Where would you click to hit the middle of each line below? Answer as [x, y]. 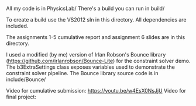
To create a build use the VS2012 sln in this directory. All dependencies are [96, 20]
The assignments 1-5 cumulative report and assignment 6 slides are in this [96, 37]
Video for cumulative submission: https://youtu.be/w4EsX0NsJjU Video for [96, 91]
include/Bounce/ [26, 79]
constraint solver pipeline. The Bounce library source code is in [82, 73]
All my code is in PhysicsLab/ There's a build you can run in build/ [85, 8]
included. [17, 26]
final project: [21, 97]
